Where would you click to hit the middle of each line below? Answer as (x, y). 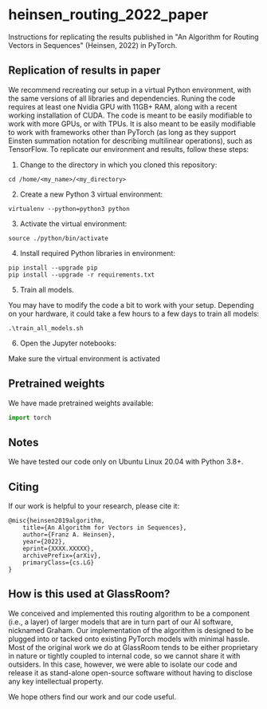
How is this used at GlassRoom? (89, 594)
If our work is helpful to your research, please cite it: (94, 506)
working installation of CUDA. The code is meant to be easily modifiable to (130, 115)
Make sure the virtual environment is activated (84, 358)
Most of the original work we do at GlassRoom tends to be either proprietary (133, 647)
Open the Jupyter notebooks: (68, 343)
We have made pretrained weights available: (81, 403)
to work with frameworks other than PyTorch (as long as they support (122, 132)
